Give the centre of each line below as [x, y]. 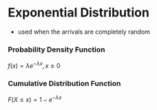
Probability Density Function [56, 49]
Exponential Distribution [79, 13]
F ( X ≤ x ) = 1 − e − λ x [35, 99]
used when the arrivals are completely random [84, 32]
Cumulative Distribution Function [64, 83]
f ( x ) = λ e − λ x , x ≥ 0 [34, 65]
